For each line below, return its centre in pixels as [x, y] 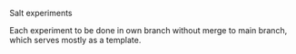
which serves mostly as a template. [75, 40]
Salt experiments [41, 13]
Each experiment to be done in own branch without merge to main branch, [148, 30]
